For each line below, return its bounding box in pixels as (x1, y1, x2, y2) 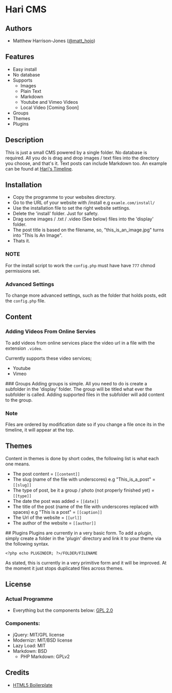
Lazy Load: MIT (12, 642, 46, 648)
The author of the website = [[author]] (12, 520, 97, 526)
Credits (5, 668, 30, 677)
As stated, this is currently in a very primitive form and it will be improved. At (5, 559, 167, 566)
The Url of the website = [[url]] (12, 514, 82, 520)
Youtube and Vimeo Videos (20, 99, 79, 105)
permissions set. (5, 268, 41, 274)
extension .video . (5, 345, 43, 351)
